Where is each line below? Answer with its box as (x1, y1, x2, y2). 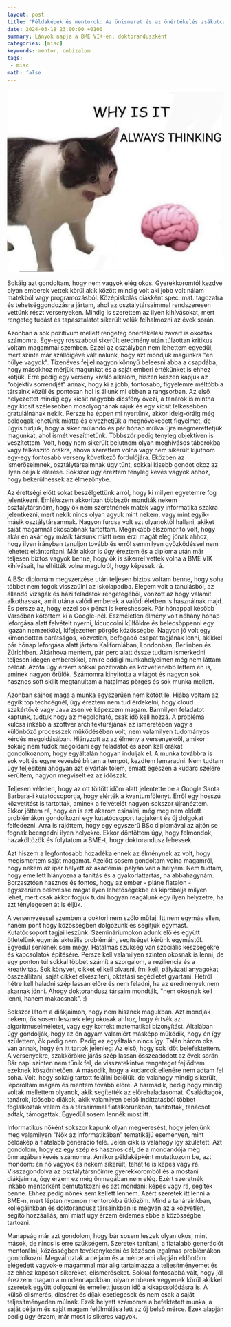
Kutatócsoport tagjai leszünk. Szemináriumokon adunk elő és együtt (7, 928, 201, 937)
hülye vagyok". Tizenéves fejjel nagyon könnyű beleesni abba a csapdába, (7, 358, 218, 366)
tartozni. (7, 1218, 31, 1226)
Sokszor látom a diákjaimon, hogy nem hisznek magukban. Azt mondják (7, 1007, 211, 1016)
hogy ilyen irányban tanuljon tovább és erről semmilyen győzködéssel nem (7, 539, 219, 547)
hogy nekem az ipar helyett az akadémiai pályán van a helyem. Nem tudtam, (7, 864, 223, 872)
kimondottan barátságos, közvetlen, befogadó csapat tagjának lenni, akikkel (7, 634, 223, 642)
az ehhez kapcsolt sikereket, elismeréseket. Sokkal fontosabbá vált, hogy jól (7, 1268, 223, 1277)
